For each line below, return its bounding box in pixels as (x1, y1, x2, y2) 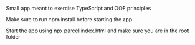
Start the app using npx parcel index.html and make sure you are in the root (6, 27, 189, 34)
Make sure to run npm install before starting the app (6, 16, 133, 22)
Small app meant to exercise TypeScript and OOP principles (6, 5, 151, 12)
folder (6, 33, 21, 40)
